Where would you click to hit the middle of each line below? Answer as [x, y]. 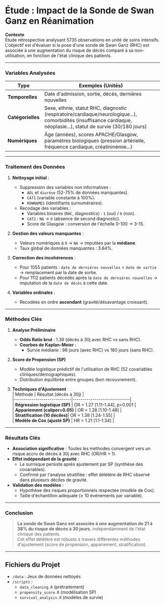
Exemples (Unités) [101, 86]
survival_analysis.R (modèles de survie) [61, 598]
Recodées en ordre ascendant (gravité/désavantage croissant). [84, 302]
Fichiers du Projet [33, 564]
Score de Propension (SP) [39, 359]
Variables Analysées [30, 73]
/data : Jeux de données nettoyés [46, 576]
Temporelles [23, 97]
